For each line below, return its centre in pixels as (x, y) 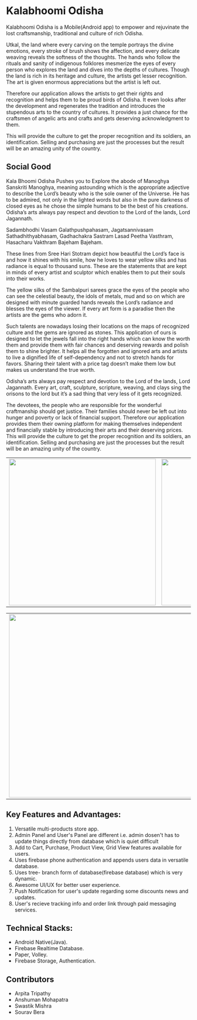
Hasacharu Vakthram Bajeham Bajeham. (55, 242)
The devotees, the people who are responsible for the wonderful (84, 405)
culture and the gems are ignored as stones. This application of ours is (91, 332)
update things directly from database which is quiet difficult (86, 841)
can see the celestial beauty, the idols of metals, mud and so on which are (96, 296)
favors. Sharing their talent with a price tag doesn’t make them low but (91, 363)
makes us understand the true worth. (51, 370)
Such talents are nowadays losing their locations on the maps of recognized (98, 326)
